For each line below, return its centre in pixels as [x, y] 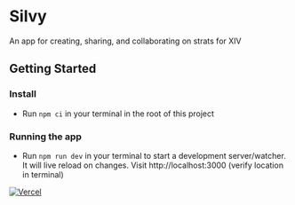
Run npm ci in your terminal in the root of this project [118, 114]
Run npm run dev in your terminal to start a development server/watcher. [154, 155]
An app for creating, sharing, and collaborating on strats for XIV [125, 41]
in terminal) [43, 174]
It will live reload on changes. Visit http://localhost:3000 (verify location [153, 165]
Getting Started [53, 69]
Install [23, 94]
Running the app [46, 137]
